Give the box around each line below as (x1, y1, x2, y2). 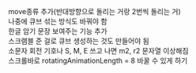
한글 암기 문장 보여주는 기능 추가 (8, 27, 108, 35)
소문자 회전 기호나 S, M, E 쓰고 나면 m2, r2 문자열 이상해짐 (8, 46, 189, 55)
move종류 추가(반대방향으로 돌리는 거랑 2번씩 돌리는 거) (8, 7, 181, 16)
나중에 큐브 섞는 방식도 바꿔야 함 (8, 16, 108, 26)
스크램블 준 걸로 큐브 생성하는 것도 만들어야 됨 (8, 36, 150, 46)
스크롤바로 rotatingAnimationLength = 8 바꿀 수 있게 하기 (8, 56, 188, 65)
